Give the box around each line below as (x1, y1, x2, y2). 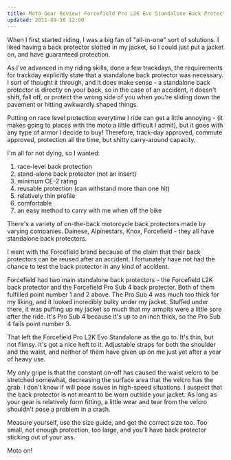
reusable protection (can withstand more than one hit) (16, 184, 170, 192)
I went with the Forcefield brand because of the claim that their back (7, 248, 201, 256)
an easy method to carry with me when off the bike (16, 206, 162, 214)
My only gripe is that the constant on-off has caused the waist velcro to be (7, 368, 219, 377)
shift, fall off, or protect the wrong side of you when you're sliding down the (7, 92, 221, 101)
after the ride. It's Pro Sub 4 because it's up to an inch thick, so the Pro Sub (7, 312, 221, 321)
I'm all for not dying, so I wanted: (7, 149, 100, 157)
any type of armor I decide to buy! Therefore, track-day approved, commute (7, 128, 223, 137)
